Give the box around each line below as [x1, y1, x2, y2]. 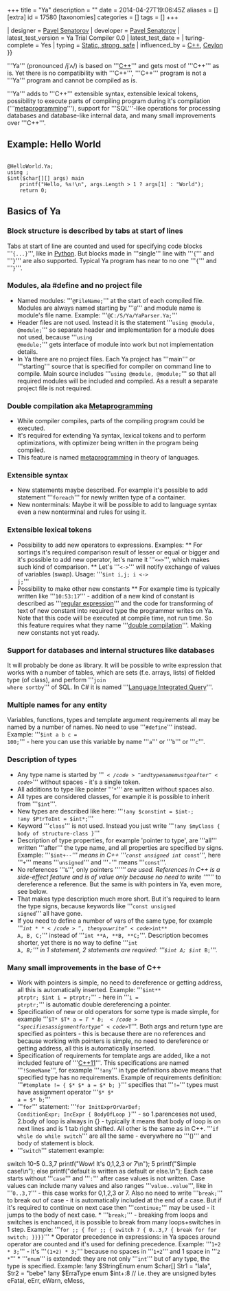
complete [7, 41, 34, 49]
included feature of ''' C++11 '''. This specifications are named [16, 1058, 189, 1067]
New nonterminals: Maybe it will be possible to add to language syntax [16, 501, 218, 509]
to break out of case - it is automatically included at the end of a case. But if [7, 1195, 222, 1204]
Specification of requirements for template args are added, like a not [16, 1051, 211, 1059]
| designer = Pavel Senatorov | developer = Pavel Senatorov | [7, 27, 180, 34]
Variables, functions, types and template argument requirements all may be [7, 716, 220, 724]
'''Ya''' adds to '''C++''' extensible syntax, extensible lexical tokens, [7, 89, 198, 98]
